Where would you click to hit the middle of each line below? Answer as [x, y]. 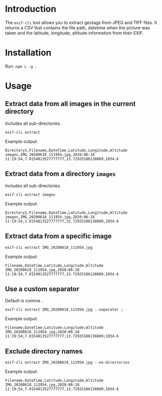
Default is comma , [24, 301]
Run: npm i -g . [21, 66]
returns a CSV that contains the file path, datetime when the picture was [78, 27]
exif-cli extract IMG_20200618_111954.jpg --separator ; [64, 310]
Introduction [31, 9]
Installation [28, 53]
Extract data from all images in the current [70, 104]
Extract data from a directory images [61, 174]
